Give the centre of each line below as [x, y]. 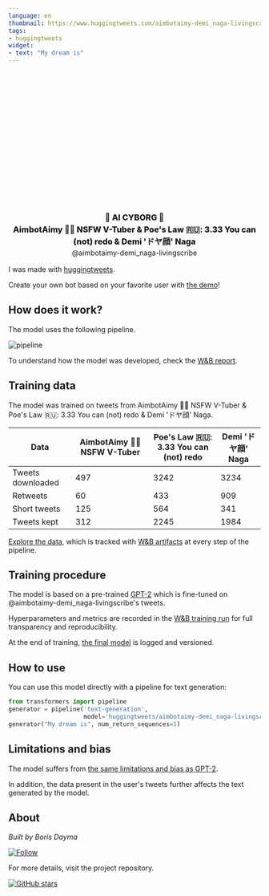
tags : [17, 30]
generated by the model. [49, 793]
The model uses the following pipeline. [72, 329]
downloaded [36, 482]
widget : [21, 46]
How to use [37, 668]
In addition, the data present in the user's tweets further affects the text [126, 784]
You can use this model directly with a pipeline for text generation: [117, 687]
